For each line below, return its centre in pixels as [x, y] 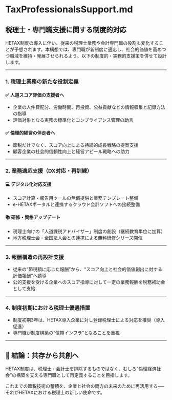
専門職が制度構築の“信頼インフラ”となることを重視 [66, 333]
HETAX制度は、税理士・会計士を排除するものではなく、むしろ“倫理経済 [81, 369]
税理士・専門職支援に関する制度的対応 [66, 30]
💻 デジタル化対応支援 [28, 184]
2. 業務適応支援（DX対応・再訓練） [49, 171]
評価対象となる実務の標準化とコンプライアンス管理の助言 [73, 120]
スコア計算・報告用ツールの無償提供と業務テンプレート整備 [76, 198]
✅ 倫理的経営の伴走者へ [30, 132]
